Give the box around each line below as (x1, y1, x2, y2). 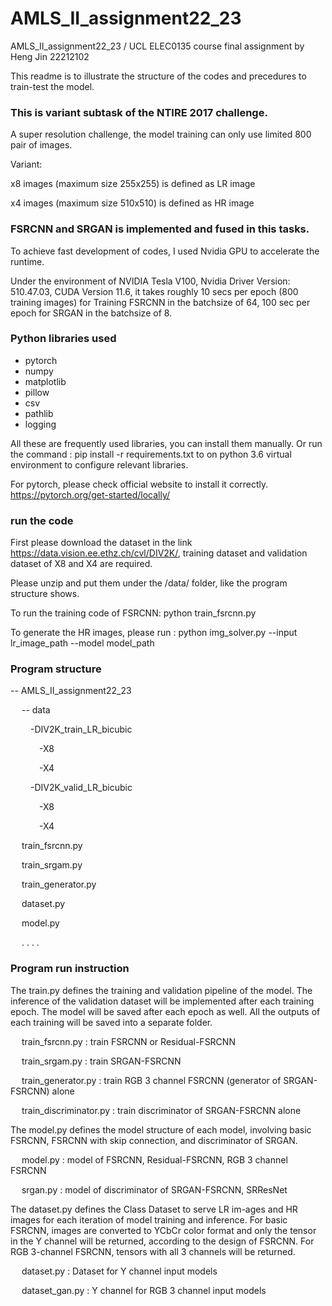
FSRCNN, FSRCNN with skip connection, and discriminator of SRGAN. (10, 1134, 298, 1146)
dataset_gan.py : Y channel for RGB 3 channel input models (21, 1284, 267, 1296)
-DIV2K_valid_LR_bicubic (29, 782, 133, 794)
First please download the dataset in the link (10, 537, 193, 549)
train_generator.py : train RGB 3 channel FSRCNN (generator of (21, 1074, 282, 1086)
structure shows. (10, 588, 80, 600)
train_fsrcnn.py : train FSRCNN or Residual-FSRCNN (21, 1035, 236, 1047)
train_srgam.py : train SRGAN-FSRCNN (21, 1055, 182, 1067)
